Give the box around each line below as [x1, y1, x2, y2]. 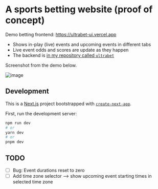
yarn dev [5, 130, 24, 135]
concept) [5, 14, 45, 26]
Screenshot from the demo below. [5, 62, 77, 68]
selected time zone [12, 179, 53, 185]
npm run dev [5, 120, 31, 125]
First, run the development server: [5, 110, 77, 116]
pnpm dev [5, 139, 24, 144]
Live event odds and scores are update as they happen [12, 47, 129, 53]
